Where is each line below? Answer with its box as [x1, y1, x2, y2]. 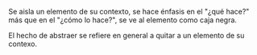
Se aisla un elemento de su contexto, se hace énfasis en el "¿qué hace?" [8, 7, 250, 16]
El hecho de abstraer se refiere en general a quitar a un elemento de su [8, 31, 245, 40]
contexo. [8, 39, 38, 49]
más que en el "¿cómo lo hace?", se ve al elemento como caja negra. [8, 15, 238, 25]
